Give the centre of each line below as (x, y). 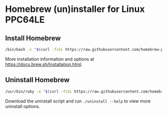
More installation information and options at (50, 59)
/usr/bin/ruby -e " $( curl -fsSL (39, 91)
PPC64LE (25, 20)
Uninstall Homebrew (37, 80)
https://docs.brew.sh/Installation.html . (44, 64)
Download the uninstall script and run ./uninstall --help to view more (78, 101)
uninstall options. (23, 106)
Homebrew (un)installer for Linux (75, 9)
